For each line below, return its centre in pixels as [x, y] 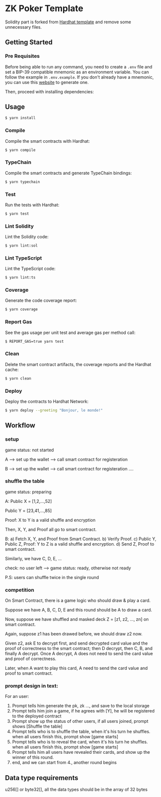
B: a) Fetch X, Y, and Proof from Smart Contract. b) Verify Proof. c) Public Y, [81, 539]
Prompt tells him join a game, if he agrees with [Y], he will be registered [83, 711]
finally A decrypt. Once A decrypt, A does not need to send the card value [79, 654]
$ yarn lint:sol [21, 246]
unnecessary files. [24, 27]
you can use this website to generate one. [47, 82]
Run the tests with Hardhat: [32, 205]
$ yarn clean [18, 378]
